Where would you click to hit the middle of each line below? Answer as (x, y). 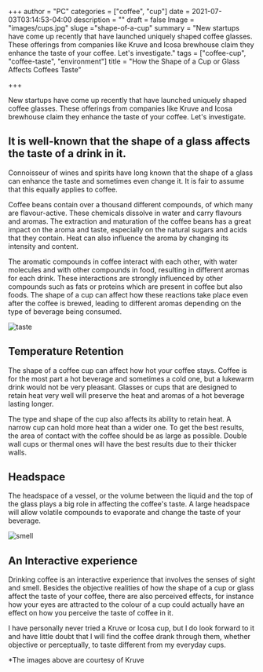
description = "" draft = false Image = (134, 20)
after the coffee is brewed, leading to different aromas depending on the (125, 303)
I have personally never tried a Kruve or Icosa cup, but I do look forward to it (131, 628)
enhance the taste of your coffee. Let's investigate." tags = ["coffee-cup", (127, 53)
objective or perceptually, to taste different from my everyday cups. (117, 645)
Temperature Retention (66, 351)
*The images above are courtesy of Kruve (76, 660)
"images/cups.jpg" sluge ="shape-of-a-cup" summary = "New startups (124, 28)
